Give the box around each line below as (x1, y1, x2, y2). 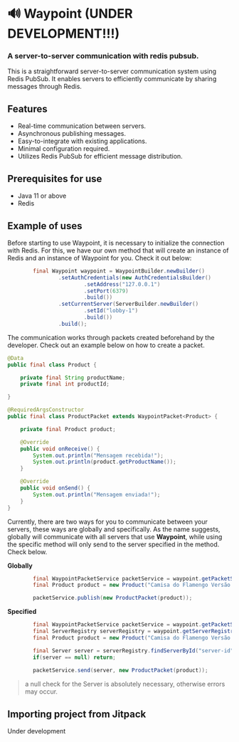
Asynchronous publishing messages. (17, 129, 127, 138)
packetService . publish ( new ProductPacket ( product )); (33, 595, 193, 602)
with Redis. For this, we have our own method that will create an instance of (7, 246, 229, 255)
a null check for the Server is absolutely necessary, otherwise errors (24, 680, 225, 689)
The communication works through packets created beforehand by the (7, 333, 215, 341)
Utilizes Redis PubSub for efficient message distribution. (17, 152, 183, 161)
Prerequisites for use (7, 172, 102, 185)
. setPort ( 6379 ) (83, 287, 129, 295)
